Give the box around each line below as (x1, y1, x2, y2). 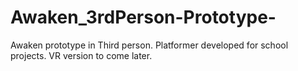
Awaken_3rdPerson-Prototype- (10, 6, 277, 29)
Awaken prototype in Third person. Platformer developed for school (10, 39, 289, 51)
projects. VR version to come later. (10, 49, 153, 61)
